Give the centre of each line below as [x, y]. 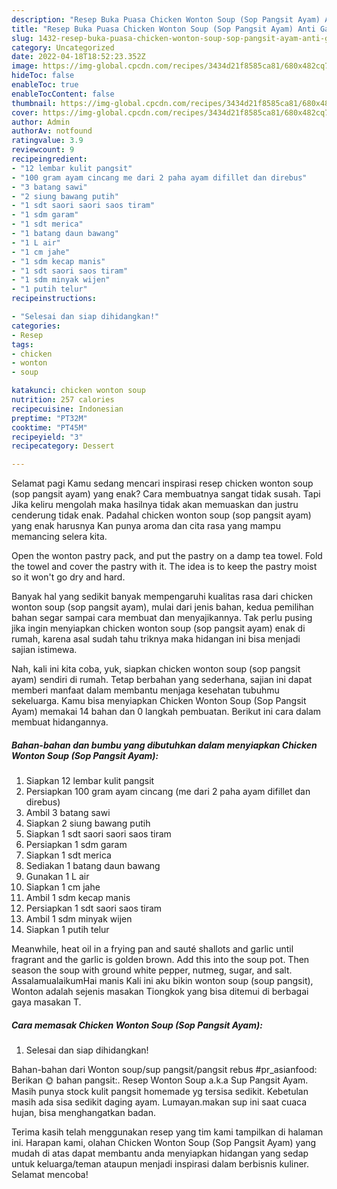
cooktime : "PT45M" [49, 427]
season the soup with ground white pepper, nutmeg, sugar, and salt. [152, 970]
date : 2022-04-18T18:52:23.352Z [78, 57]
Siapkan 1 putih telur [67, 930]
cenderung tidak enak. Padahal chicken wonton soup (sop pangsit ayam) [161, 515]
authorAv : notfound [52, 131]
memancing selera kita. [59, 537]
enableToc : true [45, 85]
